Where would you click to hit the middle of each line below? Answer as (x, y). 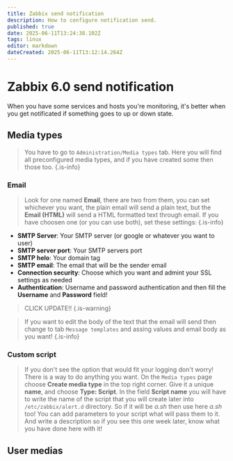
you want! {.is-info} (52, 336)
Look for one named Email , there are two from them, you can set (117, 200)
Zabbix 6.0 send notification (90, 87)
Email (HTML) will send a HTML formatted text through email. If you (121, 215)
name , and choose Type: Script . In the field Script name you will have (125, 392)
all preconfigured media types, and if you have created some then (119, 159)
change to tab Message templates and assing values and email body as (125, 329)
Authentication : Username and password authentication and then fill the (121, 287)
